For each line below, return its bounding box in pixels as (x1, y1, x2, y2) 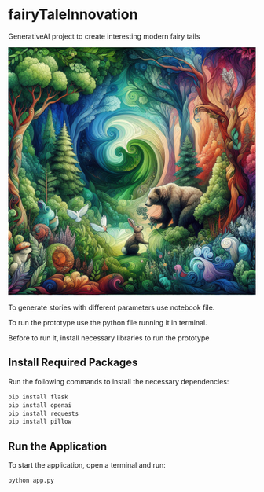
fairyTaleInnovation (8, 6, 138, 24)
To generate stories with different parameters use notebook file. (8, 303, 215, 312)
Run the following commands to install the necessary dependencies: (8, 376, 229, 386)
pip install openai (8, 401, 72, 409)
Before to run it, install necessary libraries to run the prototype (8, 332, 210, 343)
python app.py (8, 477, 55, 485)
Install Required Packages (8, 356, 138, 369)
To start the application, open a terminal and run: (8, 461, 167, 470)
